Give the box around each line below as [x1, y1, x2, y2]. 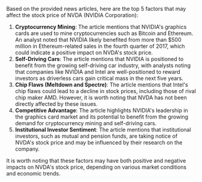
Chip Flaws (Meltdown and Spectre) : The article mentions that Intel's [14, 81, 188, 88]
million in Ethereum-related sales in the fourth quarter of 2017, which [14, 42, 185, 50]
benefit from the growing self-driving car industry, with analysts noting [14, 62, 191, 69]
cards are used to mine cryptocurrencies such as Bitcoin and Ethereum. [14, 30, 194, 37]
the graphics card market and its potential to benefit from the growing [14, 113, 189, 120]
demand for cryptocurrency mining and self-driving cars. [14, 120, 157, 126]
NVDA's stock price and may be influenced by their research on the [14, 139, 183, 146]
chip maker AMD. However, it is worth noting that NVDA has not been [14, 94, 187, 101]
